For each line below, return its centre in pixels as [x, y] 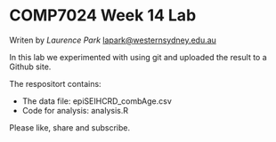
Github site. [30, 67]
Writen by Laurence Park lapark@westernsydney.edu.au [113, 40]
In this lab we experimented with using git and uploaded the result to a [138, 57]
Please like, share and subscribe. [70, 127]
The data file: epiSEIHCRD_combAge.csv [97, 101]
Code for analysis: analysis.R [75, 110]
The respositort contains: [55, 83]
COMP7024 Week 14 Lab [103, 16]
